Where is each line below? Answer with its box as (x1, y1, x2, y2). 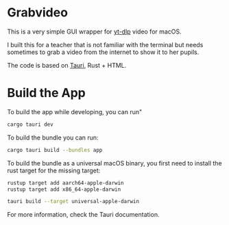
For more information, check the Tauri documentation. (7, 211, 160, 219)
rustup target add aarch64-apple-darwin (7, 179, 125, 186)
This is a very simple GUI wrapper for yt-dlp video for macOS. (7, 27, 182, 36)
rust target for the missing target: (7, 166, 101, 174)
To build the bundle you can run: (7, 133, 99, 142)
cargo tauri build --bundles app (7, 146, 103, 153)
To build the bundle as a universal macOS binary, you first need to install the (7, 159, 222, 167)
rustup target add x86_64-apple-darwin (7, 186, 121, 193)
